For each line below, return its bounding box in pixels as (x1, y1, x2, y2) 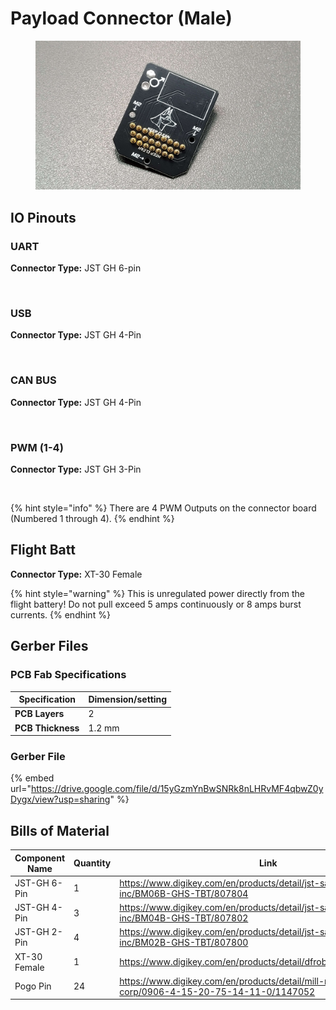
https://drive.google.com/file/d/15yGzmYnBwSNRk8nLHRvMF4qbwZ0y (30, 783, 324, 795)
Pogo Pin (14, 980, 52, 992)
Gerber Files (10, 638, 89, 655)
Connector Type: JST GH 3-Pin (10, 463, 142, 476)
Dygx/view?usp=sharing (10, 793, 111, 806)
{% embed (10, 772, 55, 784)
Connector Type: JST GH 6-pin (10, 262, 142, 274)
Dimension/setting (88, 693, 168, 706)
